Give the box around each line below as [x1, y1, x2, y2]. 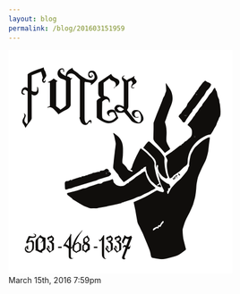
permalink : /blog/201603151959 [8, 23, 125, 33]
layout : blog [8, 14, 57, 23]
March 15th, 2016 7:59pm [8, 274, 102, 285]
